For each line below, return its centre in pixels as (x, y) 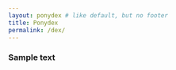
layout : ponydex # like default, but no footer (88, 15)
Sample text (32, 57)
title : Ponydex (33, 23)
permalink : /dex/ (37, 30)
